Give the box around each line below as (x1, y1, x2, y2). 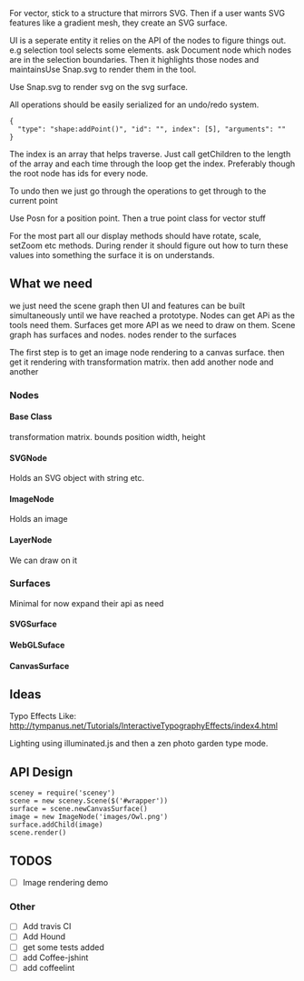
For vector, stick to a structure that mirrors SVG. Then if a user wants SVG (9, 8, 286, 18)
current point (9, 195, 58, 205)
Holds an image (9, 514, 68, 525)
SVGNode (9, 452, 47, 463)
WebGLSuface (9, 640, 65, 651)
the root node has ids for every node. (9, 168, 149, 178)
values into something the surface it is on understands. (9, 250, 215, 260)
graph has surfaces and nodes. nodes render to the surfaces (9, 329, 238, 340)
